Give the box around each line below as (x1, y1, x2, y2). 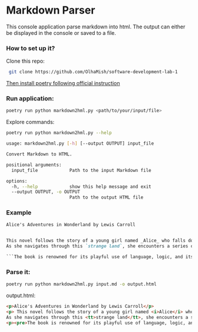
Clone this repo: (6, 57, 45, 65)
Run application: (6, 95, 54, 103)
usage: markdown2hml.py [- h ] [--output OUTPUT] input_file (6, 141, 154, 147)
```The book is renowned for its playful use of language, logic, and (6, 254, 183, 260)
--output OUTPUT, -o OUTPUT (11, 189, 81, 195)
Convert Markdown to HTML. (6, 151, 72, 157)
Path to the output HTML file (69, 194, 144, 201)
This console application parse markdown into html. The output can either (6, 23, 186, 30)
